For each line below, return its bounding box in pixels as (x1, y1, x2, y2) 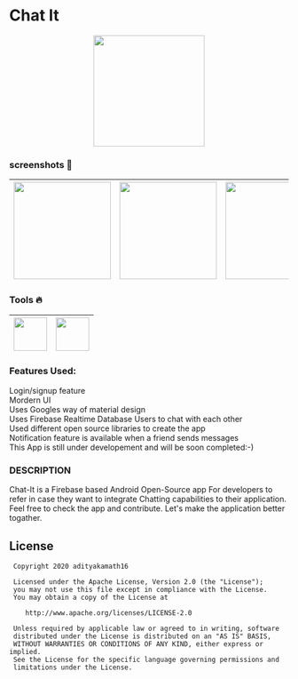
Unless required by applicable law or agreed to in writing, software (12, 624, 279, 633)
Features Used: (9, 365, 77, 378)
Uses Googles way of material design (9, 403, 146, 414)
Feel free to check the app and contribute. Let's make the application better (9, 503, 286, 514)
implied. (9, 647, 42, 656)
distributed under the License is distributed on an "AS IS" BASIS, (12, 632, 272, 641)
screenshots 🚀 (9, 158, 73, 171)
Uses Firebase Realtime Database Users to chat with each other (9, 413, 243, 424)
